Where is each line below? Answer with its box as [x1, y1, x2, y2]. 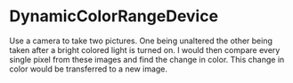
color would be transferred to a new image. [9, 64, 167, 74]
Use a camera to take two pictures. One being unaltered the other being [9, 35, 273, 46]
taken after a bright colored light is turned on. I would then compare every [9, 44, 281, 55]
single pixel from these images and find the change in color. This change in [9, 54, 285, 64]
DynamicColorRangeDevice [9, 6, 219, 26]
